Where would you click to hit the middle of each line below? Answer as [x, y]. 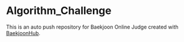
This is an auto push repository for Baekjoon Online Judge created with [92, 27]
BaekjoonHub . [23, 33]
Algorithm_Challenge [59, 11]
